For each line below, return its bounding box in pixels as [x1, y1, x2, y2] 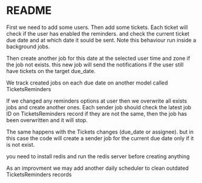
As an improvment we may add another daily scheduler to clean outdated [6, 164, 189, 172]
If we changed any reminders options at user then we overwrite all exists [6, 97, 187, 104]
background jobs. [6, 43, 50, 50]
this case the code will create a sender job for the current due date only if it [6, 134, 194, 142]
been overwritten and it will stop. [6, 116, 88, 124]
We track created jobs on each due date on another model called [6, 79, 168, 86]
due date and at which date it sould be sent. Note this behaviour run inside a [6, 36, 197, 43]
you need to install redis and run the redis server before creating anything [6, 152, 190, 160]
